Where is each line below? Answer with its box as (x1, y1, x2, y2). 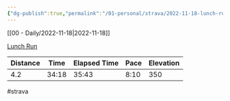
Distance (10, 58, 40, 68)
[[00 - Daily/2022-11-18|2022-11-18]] (7, 29, 111, 37)
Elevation (148, 58, 180, 68)
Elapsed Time (73, 58, 119, 68)
